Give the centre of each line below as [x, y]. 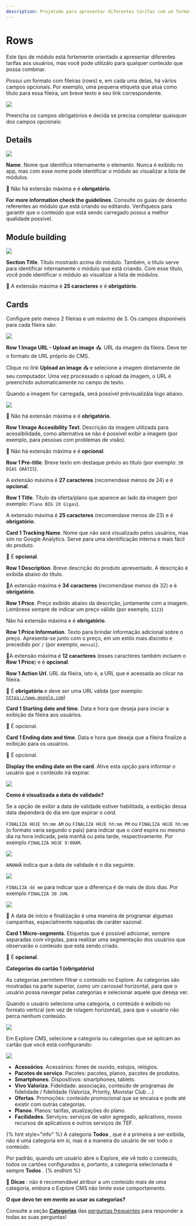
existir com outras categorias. [50, 1104]
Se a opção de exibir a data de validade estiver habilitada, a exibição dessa [96, 806]
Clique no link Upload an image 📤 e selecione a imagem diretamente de [93, 368]
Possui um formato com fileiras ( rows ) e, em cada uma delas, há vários [91, 80]
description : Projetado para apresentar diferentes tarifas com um [90, 11]
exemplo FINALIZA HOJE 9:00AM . [44, 842]
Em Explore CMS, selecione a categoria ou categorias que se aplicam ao [93, 1038]
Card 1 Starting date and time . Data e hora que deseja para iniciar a [87, 708]
